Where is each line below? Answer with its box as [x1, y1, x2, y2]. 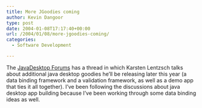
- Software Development [11, 43, 71, 49]
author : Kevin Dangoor [6, 14, 64, 20]
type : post [6, 20, 34, 26]
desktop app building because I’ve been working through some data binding [6, 89, 197, 97]
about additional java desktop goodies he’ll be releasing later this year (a [6, 70, 187, 77]
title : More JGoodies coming [6, 8, 80, 15]
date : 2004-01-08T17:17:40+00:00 [6, 25, 91, 32]
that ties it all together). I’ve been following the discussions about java [6, 83, 180, 90]
